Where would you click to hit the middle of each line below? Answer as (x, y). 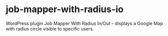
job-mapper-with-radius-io (65, 9)
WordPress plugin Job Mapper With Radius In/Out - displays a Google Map (84, 23)
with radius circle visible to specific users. (50, 28)
